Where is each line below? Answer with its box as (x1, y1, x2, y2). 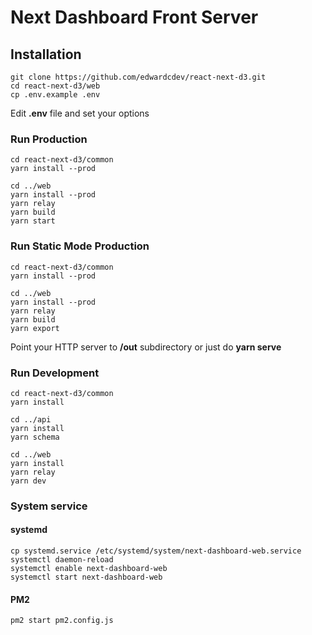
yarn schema (10, 432, 60, 442)
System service (10, 499, 88, 513)
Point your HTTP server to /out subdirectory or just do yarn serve (10, 341, 282, 353)
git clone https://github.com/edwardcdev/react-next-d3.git (10, 72, 267, 82)
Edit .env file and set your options (10, 107, 150, 119)
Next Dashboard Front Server (10, 6, 259, 29)
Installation (10, 46, 82, 63)
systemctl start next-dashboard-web (10, 572, 163, 583)
